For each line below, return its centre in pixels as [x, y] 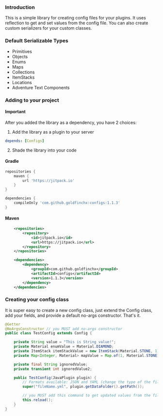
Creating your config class [37, 299]
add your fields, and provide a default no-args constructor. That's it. [73, 315]
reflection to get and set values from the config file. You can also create [77, 23]
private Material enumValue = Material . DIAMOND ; [64, 347]
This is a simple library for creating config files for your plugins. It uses [76, 18]
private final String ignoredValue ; [51, 364]
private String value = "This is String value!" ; [65, 342]
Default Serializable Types [37, 41]
